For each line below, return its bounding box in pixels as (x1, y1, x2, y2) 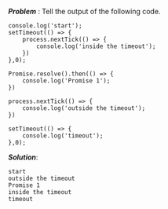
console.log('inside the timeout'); (36, 42, 156, 50)
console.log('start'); (8, 22, 82, 30)
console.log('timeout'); (22, 132, 104, 140)
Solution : (8, 152, 38, 162)
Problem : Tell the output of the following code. (8, 7, 161, 16)
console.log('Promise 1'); (22, 77, 111, 85)
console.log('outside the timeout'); (22, 104, 146, 112)
